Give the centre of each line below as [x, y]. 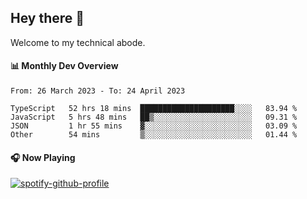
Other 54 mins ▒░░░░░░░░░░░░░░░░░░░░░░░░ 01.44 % [154, 135]
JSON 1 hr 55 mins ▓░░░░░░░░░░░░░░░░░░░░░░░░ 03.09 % [154, 126]
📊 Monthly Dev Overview [64, 66]
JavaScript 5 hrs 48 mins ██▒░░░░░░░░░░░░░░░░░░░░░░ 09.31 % [154, 117]
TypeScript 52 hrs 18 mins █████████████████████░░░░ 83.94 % [154, 109]
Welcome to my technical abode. [78, 42]
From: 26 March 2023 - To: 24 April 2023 [98, 91]
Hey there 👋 [47, 18]
